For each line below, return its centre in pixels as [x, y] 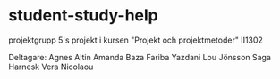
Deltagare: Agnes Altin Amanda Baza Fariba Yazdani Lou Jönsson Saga [140, 57]
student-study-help [83, 16]
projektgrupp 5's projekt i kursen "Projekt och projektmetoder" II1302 [136, 40]
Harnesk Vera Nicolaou [51, 67]
